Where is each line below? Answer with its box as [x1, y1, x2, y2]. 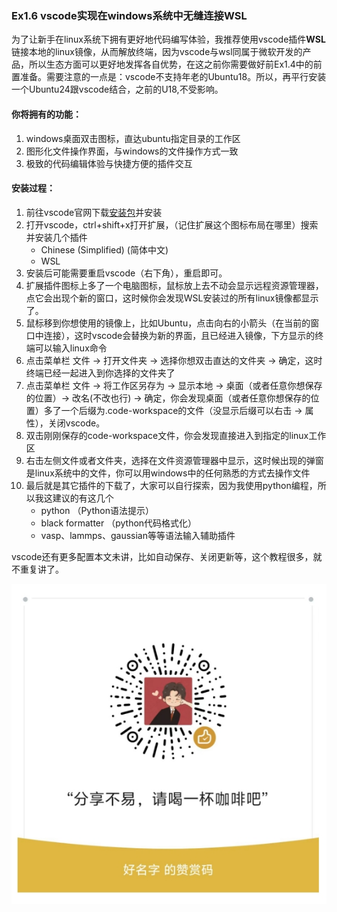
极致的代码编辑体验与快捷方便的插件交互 [25, 157, 193, 169]
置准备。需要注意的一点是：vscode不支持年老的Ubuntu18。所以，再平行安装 [11, 71, 327, 83]
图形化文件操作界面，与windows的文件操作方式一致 [25, 145, 239, 157]
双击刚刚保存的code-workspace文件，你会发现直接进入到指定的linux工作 [25, 429, 327, 441]
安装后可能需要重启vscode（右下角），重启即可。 [25, 267, 228, 279]
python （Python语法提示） [40, 504, 154, 516]
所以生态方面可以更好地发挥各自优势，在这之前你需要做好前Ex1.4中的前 [28, 58, 323, 71]
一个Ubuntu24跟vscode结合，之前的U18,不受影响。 [11, 83, 224, 96]
